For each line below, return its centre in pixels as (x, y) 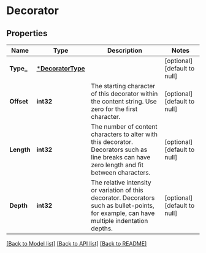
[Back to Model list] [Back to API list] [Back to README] (77, 244)
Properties (27, 33)
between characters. (121, 172)
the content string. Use (124, 101)
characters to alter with (124, 134)
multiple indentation (120, 221)
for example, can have (123, 213)
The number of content (124, 126)
